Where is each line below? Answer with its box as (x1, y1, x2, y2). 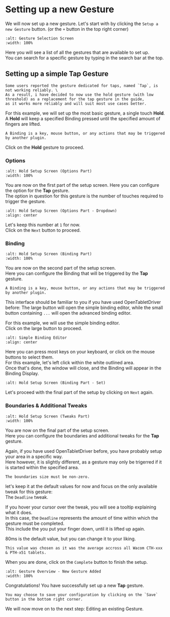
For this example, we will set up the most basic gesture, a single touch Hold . (5, 110, 165, 116)
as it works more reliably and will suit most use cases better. (5, 101, 147, 106)
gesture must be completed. (5, 520, 65, 526)
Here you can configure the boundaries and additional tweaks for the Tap (5, 432, 159, 438)
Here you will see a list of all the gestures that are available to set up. (5, 49, 150, 55)
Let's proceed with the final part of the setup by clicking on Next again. (5, 389, 154, 395)
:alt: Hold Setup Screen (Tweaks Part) (5, 413, 90, 419)
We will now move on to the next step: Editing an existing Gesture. (5, 605, 144, 612)
